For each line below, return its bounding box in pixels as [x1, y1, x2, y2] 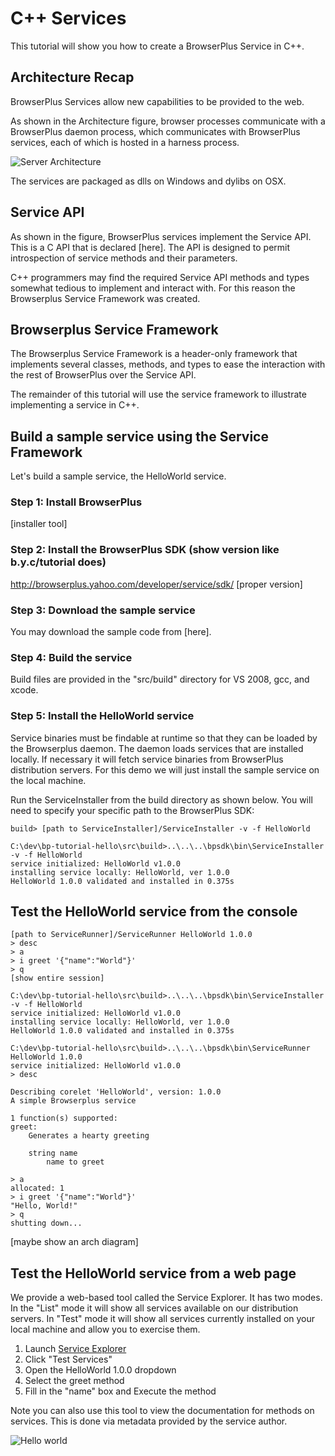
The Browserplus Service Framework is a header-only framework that [10, 348, 298, 360]
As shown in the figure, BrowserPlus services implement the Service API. [10, 230, 312, 242]
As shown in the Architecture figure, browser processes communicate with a [10, 115, 326, 127]
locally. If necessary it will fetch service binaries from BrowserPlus [10, 753, 284, 765]
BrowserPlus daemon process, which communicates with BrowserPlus [10, 125, 301, 137]
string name [28, 1148, 78, 1159]
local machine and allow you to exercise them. [10, 1323, 201, 1336]
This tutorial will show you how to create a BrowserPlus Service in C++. [10, 40, 305, 52]
